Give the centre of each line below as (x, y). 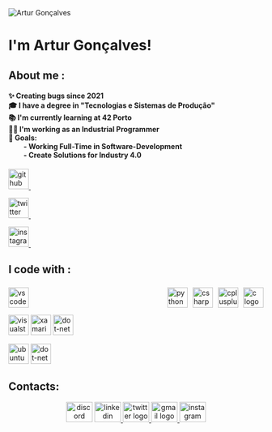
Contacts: (34, 387)
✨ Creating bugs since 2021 (56, 96)
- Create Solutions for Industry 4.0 (82, 155)
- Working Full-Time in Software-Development (103, 147)
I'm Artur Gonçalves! (80, 46)
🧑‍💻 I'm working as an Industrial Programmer (84, 130)
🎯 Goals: (23, 138)
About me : (37, 75)
